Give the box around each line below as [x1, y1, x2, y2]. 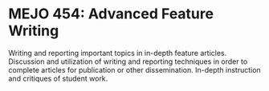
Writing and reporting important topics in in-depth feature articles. [8, 48, 227, 57]
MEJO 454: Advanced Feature [8, 5, 214, 23]
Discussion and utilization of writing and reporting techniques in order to [8, 57, 248, 66]
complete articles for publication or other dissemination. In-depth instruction [8, 65, 261, 74]
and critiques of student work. [8, 73, 108, 83]
